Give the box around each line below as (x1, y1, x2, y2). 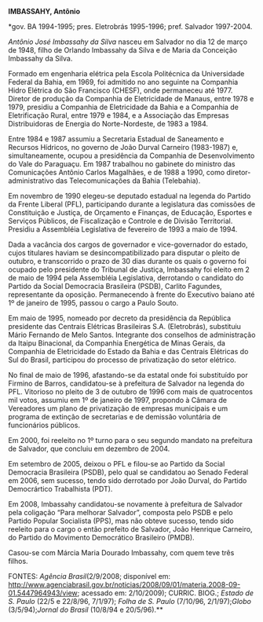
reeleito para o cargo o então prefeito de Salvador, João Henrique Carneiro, (8, 525, 253, 533)
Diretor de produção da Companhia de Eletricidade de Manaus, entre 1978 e (8, 94, 254, 103)
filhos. (8, 557, 29, 565)
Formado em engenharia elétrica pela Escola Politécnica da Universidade (8, 69, 245, 78)
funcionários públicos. (8, 420, 81, 430)
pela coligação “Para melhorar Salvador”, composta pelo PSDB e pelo (8, 508, 233, 517)
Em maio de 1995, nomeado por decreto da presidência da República (8, 313, 232, 323)
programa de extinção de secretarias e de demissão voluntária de (8, 412, 221, 421)
